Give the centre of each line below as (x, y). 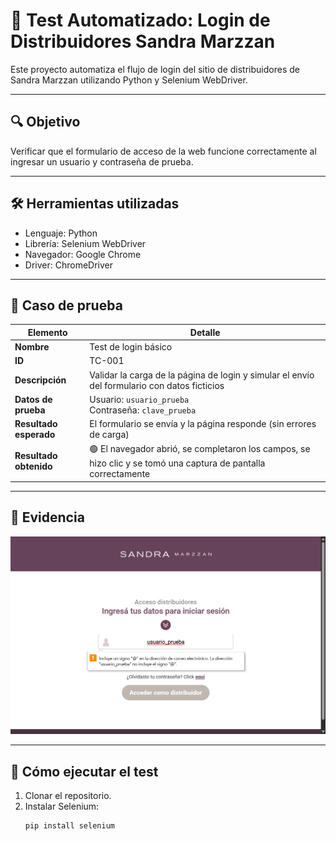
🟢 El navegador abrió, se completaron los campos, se (200, 449)
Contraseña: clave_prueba (143, 410)
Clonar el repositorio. (68, 795)
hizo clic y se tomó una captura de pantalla (177, 463)
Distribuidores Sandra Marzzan (143, 41)
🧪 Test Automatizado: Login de (140, 20)
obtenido (33, 466)
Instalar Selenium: (62, 806)
